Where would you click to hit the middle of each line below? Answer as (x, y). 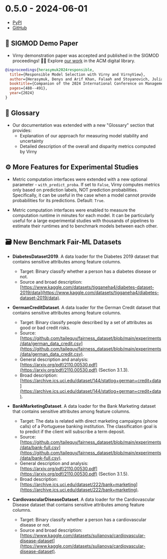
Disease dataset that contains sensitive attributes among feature (78, 505)
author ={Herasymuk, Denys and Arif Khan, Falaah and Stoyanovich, (80, 79)
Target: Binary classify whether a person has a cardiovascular (83, 520)
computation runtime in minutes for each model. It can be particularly (83, 215)
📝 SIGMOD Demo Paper (42, 44)
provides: (22, 130)
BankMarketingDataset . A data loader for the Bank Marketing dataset (84, 406)
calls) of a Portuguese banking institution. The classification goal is (88, 427)
